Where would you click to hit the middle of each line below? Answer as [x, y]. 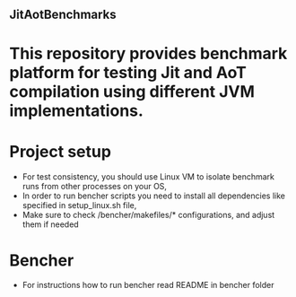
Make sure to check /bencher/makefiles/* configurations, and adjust [148, 214]
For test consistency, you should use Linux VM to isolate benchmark [148, 176]
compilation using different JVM [132, 91]
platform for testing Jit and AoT [128, 72]
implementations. [76, 110]
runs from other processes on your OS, [95, 186]
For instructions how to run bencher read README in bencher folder [148, 285]
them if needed [50, 224]
